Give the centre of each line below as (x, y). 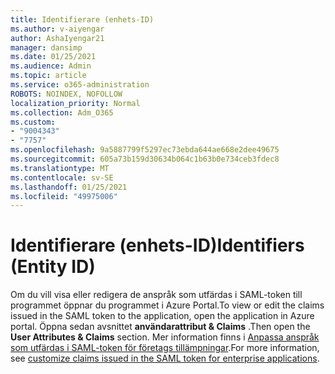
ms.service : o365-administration (80, 85)
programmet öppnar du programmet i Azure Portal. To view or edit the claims (167, 305)
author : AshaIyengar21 (57, 38)
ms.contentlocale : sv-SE (62, 177)
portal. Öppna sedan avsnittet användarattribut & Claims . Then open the (160, 327)
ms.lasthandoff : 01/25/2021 (69, 187)
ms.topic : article (48, 76)
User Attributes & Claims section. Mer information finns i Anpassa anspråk (165, 337)
